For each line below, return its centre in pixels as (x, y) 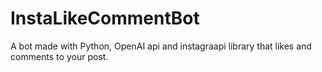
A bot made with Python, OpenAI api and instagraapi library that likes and (161, 46)
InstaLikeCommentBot (105, 18)
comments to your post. (59, 56)
